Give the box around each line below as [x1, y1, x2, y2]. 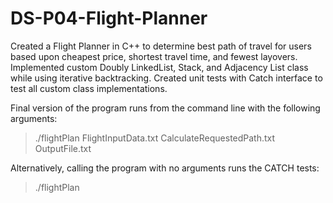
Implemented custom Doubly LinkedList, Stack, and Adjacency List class [10, 61, 309, 73]
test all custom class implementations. [10, 82, 168, 94]
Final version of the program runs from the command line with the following [10, 102, 321, 114]
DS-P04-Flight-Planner [10, 7, 208, 30]
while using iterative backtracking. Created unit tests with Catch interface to [10, 72, 323, 84]
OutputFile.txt [34, 142, 92, 154]
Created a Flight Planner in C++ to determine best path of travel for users [10, 40, 312, 52]
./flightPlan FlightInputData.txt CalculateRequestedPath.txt [34, 132, 276, 144]
